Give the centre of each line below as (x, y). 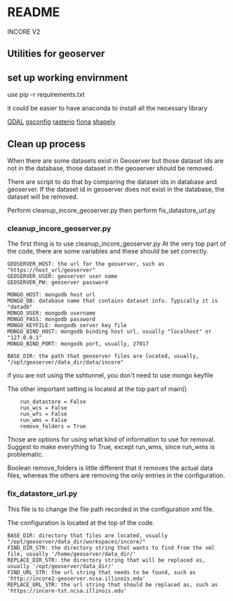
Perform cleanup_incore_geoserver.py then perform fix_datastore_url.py (112, 210)
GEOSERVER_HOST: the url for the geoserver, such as (86, 264)
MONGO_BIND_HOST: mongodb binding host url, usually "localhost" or (109, 332)
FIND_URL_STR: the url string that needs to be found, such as (102, 572)
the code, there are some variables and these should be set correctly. (108, 251)
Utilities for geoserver (56, 54)
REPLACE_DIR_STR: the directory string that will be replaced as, (106, 560)
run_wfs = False (44, 414)
